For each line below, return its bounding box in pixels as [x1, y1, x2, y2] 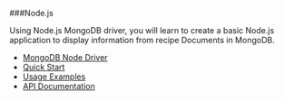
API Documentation [22, 81, 95, 91]
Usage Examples [22, 71, 86, 82]
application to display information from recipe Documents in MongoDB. [9, 35, 275, 45]
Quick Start [22, 62, 65, 72]
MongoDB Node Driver [22, 52, 108, 62]
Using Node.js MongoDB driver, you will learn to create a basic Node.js [9, 25, 275, 35]
